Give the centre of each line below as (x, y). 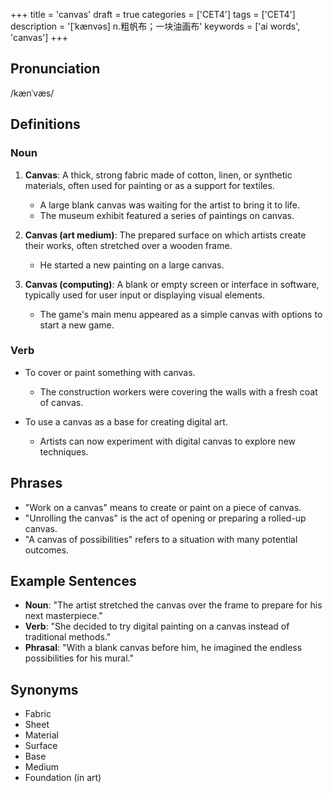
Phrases (36, 483)
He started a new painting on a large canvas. (132, 265)
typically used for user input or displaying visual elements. (144, 295)
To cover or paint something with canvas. (110, 372)
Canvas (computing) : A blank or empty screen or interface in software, (172, 284)
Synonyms (44, 689)
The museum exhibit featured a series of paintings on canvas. (167, 215)
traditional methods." (68, 637)
